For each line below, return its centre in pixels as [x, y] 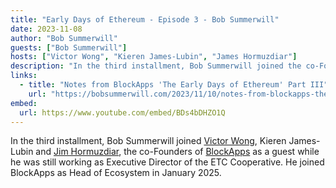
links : [24, 76]
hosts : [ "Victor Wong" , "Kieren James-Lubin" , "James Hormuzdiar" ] [154, 57]
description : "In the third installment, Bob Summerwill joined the [156, 66]
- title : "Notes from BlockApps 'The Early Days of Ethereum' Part [163, 85]
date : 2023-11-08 [46, 29]
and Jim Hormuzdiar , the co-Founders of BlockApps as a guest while [177, 152]
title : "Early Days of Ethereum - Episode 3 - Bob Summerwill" [145, 19]
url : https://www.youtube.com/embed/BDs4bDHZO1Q [122, 112]
